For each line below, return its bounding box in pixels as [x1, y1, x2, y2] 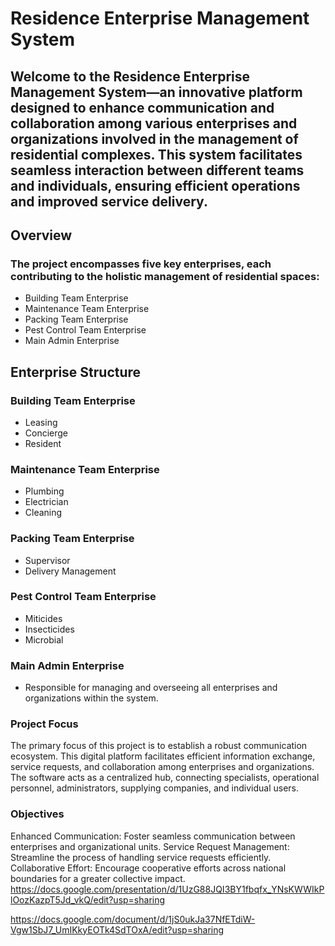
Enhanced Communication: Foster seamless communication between [10, 830, 296, 842]
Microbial [24, 633, 64, 646]
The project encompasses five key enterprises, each [10, 257, 272, 271]
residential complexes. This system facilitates [10, 146, 303, 163]
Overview [10, 227, 73, 244]
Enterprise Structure [10, 363, 142, 381]
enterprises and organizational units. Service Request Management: [10, 840, 290, 852]
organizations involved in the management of [10, 130, 299, 147]
